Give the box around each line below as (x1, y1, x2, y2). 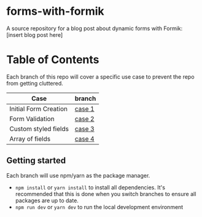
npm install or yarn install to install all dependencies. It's (15, 183, 166, 191)
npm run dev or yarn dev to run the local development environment (15, 203, 184, 210)
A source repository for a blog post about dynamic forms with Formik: (6, 25, 183, 32)
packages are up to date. (15, 197, 79, 204)
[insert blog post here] (6, 31, 63, 38)
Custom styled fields (9, 124, 69, 133)
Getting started (6, 156, 66, 166)
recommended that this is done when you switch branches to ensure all (15, 190, 196, 197)
